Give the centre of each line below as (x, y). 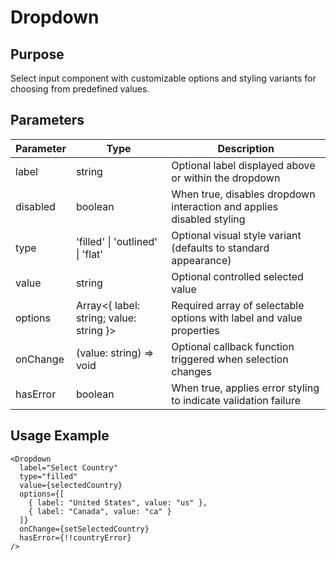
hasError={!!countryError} (75, 537)
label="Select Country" (68, 467)
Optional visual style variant (236, 235)
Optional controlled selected (237, 276)
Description (246, 148)
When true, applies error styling (245, 388)
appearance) (201, 260)
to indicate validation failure (236, 400)
